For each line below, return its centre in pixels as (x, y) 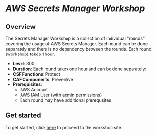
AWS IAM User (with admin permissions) (61, 95)
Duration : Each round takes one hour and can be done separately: (79, 69)
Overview (21, 27)
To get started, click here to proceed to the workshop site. (64, 127)
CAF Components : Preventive (43, 79)
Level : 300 (23, 64)
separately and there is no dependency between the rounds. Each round (78, 49)
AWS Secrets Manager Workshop (75, 9)
